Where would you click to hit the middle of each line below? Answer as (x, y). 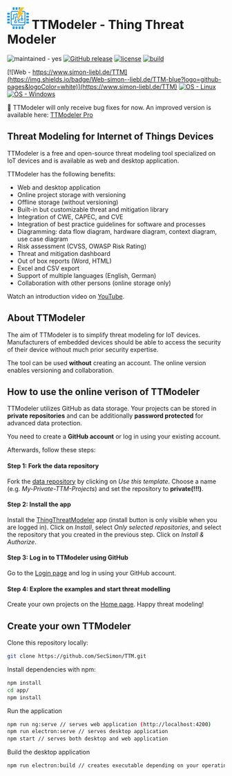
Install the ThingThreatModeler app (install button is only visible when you (112, 519)
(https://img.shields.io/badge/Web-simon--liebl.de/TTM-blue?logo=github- (114, 79)
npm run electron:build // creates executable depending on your (103, 766)
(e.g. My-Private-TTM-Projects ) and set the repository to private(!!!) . (105, 488)
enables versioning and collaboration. (60, 370)
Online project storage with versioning (71, 194)
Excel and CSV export (48, 268)
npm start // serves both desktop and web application (88, 739)
